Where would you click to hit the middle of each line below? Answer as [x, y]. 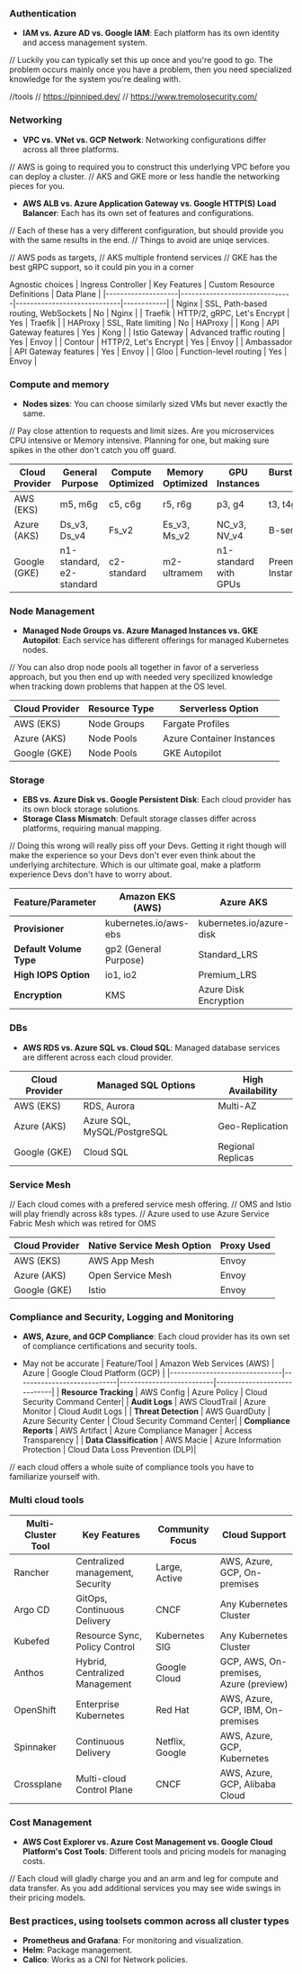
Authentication [43, 14]
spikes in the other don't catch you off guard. [93, 449]
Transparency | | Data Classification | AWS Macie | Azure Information [151, 1440]
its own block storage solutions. [81, 810]
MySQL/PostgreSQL [126, 1131]
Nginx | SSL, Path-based [222, 303]
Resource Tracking [98, 1392]
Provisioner [39, 928]
